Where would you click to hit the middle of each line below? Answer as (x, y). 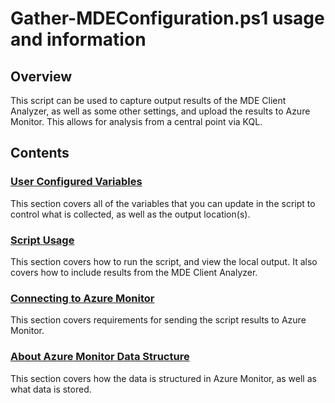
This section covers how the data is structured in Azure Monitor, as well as (163, 378)
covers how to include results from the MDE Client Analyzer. (134, 272)
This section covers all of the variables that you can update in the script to (163, 203)
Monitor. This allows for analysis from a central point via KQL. (136, 121)
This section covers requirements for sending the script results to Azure (158, 320)
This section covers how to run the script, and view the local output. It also (164, 261)
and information (78, 39)
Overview (41, 76)
